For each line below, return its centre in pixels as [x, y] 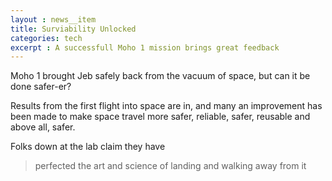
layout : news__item [53, 19]
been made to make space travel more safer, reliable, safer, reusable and [160, 117]
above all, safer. [43, 127]
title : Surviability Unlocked [73, 29]
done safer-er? [41, 87]
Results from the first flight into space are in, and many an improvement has [166, 106]
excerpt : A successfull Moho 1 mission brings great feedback [145, 47]
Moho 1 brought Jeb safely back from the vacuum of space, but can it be [160, 76]
